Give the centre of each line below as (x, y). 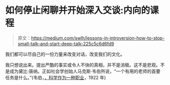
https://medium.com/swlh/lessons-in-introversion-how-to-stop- (98, 38)
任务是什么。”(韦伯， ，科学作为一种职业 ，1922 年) (56, 77)
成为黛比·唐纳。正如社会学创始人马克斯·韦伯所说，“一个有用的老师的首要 (85, 71)
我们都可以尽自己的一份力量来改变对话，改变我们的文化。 (65, 54)
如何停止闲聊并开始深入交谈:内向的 (78, 10)
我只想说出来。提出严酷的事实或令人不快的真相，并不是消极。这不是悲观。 (83, 65)
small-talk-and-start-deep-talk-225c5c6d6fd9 (66, 44)
